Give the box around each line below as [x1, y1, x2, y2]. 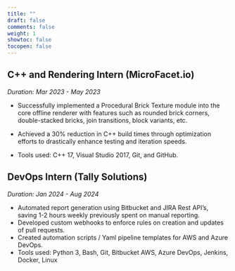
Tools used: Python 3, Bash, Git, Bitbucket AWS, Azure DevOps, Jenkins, [17, 248, 229, 256]
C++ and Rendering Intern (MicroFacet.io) [7, 69, 195, 81]
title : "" [7, 10, 37, 18]
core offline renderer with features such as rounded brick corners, [17, 108, 210, 117]
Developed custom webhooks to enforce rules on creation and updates [17, 218, 224, 227]
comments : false [7, 23, 55, 30]
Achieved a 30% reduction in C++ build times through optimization [17, 129, 212, 138]
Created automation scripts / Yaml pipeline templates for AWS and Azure [17, 233, 229, 242]
